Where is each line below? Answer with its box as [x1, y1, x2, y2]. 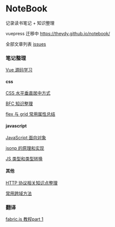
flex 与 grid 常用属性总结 [5, 111, 56, 117]
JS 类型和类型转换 [5, 156, 43, 162]
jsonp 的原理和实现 [5, 145, 44, 151]
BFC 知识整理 [5, 101, 33, 107]
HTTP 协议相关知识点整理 [5, 179, 58, 186]
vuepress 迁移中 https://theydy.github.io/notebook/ [5, 30, 111, 36]
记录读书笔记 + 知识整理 [5, 20, 55, 26]
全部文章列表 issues [5, 41, 46, 47]
